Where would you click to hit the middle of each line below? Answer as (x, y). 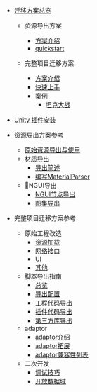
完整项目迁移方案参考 (45, 218)
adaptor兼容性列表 (62, 354)
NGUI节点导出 (55, 194)
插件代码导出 (53, 312)
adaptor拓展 (52, 346)
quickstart (50, 49)
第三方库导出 (53, 320)
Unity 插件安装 (35, 120)
